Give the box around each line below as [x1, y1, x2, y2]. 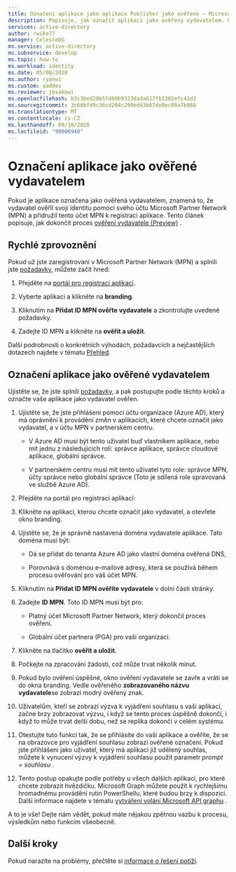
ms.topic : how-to [8, 56, 59, 63]
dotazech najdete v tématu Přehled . [8, 349, 111, 357]
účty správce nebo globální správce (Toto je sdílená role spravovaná [28, 472, 226, 481]
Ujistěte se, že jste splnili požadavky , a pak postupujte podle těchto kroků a [8, 387, 225, 396]
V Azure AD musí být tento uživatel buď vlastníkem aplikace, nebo [28, 436, 220, 445]
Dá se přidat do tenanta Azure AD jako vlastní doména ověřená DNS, [28, 549, 227, 558]
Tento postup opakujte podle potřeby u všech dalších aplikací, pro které [18, 774, 225, 782]
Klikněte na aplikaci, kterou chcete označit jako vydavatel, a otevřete [18, 507, 216, 516]
